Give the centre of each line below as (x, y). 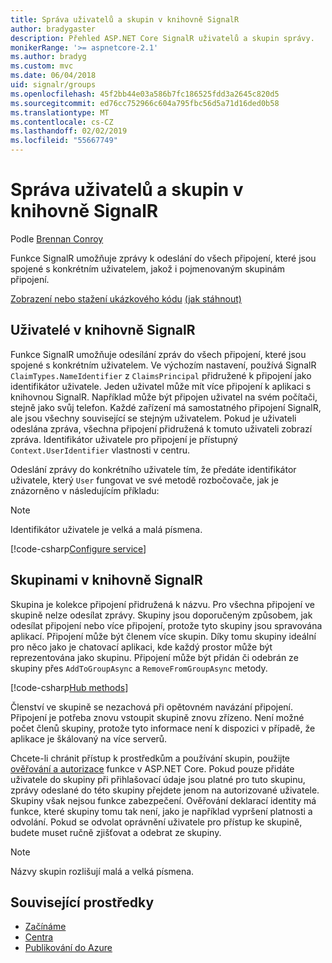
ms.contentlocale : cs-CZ (62, 122)
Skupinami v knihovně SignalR (106, 580)
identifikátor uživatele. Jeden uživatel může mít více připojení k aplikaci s (161, 386)
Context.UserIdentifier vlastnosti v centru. (100, 450)
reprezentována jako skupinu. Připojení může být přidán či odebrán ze (154, 657)
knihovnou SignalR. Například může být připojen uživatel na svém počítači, (164, 397)
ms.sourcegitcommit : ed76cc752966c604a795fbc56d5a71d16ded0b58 (145, 103)
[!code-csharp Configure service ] (78, 548)
